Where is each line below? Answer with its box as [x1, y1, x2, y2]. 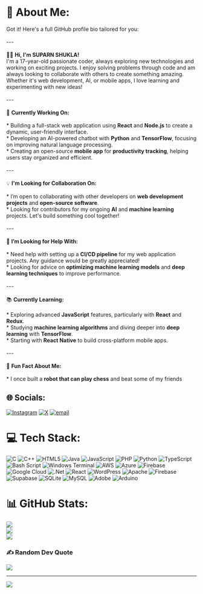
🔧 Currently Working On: [6, 109, 69, 116]
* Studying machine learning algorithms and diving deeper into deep [6, 323, 180, 331]
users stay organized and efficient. [6, 153, 93, 161]
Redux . [6, 317, 25, 324]
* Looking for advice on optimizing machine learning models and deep [6, 263, 185, 271]
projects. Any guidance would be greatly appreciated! [6, 257, 140, 264]
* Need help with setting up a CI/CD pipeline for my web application [6, 250, 176, 257]
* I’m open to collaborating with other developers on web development [6, 193, 184, 200]
